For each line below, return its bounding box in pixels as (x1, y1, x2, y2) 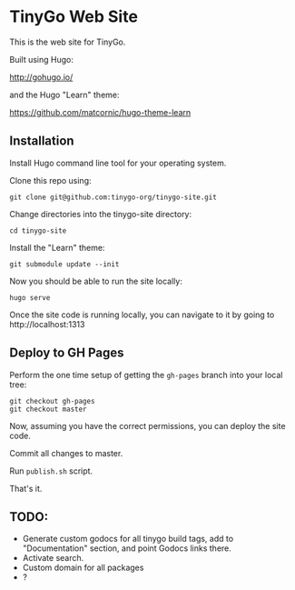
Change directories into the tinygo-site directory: (9, 208, 192, 219)
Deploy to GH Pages (9, 345, 124, 361)
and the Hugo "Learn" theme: (9, 89, 120, 100)
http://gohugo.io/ (9, 71, 74, 83)
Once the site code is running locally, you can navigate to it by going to (9, 309, 275, 320)
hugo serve (9, 293, 51, 302)
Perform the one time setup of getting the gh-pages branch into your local (9, 369, 283, 380)
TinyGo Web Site (9, 6, 139, 27)
